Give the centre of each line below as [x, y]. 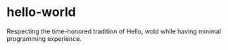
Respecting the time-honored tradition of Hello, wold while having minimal [114, 31]
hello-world [42, 12]
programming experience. [44, 38]
